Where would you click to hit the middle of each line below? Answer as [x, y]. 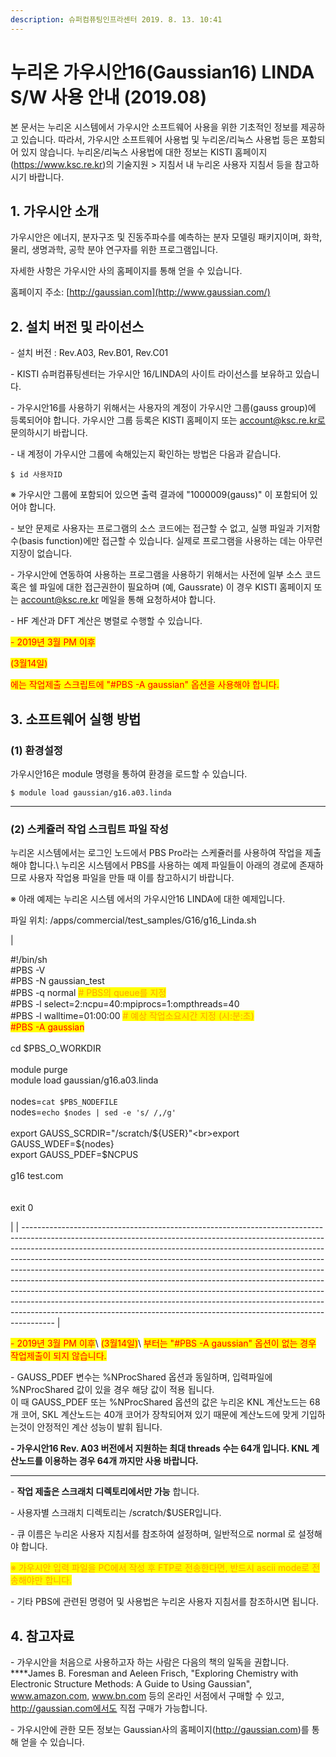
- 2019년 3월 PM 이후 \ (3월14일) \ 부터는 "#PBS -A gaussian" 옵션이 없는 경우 [163, 1343]
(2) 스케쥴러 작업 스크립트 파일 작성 [89, 829]
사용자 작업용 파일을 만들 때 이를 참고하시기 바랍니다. [131, 878]
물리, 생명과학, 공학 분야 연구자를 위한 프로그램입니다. [114, 250]
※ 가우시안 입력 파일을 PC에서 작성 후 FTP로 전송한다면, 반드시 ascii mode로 [160, 1568]
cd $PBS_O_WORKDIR [56, 1048]
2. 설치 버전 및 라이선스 [77, 326]
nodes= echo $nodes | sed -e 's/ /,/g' [93, 1112]
